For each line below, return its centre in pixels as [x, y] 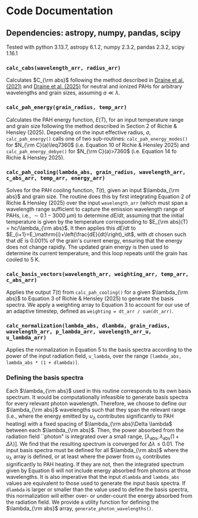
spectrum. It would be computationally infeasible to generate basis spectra [97, 397]
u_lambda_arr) [26, 338]
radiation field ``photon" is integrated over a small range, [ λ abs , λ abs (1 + [92, 437]
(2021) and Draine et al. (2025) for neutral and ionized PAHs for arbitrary [94, 87]
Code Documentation [60, 11]
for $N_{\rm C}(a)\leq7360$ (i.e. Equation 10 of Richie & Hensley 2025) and [98, 145]
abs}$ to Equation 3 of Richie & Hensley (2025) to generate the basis [90, 298]
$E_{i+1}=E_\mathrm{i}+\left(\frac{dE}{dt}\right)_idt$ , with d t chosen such [96, 234]
